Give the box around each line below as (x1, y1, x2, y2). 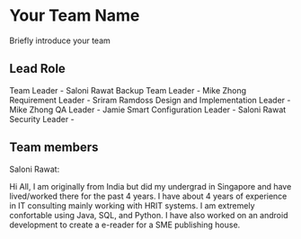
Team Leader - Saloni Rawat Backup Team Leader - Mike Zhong (9, 84, 247, 95)
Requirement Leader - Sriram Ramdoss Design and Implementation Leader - (9, 94, 291, 105)
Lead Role (9, 61, 66, 76)
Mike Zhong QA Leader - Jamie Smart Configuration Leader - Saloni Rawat (9, 104, 287, 115)
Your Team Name (9, 5, 140, 26)
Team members (9, 140, 99, 155)
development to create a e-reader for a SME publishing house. (9, 219, 241, 230)
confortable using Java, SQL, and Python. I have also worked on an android (9, 209, 288, 220)
